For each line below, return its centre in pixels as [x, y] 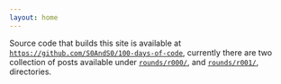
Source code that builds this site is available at [95, 43]
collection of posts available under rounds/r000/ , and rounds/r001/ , [134, 62]
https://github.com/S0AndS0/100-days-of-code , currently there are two [141, 52]
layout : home [34, 17]
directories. [31, 71]
